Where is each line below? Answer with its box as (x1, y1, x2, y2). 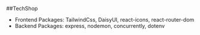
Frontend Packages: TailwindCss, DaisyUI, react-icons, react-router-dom (14, 16, 195, 23)
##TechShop (6, 5, 38, 12)
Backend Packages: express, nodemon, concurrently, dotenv (14, 23, 165, 29)
